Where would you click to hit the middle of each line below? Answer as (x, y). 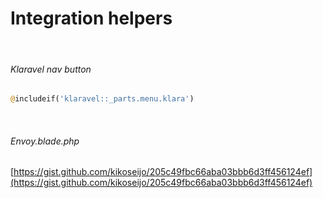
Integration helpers (91, 18)
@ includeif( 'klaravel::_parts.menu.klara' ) (102, 99)
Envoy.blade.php (45, 141)
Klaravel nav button (51, 69)
